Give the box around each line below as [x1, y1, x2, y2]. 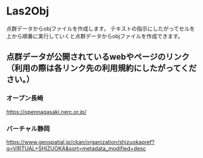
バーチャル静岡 [6, 124, 50, 133]
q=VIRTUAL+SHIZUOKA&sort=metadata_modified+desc [6, 145, 147, 152]
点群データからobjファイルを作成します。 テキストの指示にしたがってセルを [6, 25, 195, 32]
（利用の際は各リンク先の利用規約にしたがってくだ [6, 63, 197, 74]
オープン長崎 [6, 94, 44, 103]
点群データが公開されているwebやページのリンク [6, 52, 190, 62]
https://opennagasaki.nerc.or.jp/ [6, 108, 87, 115]
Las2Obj [6, 4, 50, 18]
